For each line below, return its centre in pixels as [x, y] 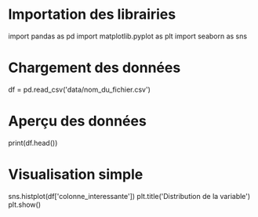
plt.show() [25, 204]
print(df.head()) [33, 143]
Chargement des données [94, 68]
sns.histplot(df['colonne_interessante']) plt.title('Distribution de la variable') [129, 196]
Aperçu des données [77, 121]
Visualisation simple [76, 175]
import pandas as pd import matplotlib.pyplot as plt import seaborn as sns [128, 36]
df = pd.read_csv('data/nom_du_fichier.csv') [80, 89]
